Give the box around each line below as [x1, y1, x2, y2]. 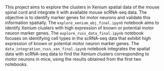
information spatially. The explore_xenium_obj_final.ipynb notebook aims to [5, 20, 159, 25]
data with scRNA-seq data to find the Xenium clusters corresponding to [5, 51, 149, 57]
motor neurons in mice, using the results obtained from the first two [5, 56, 141, 62]
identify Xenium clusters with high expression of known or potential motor [5, 25, 154, 31]
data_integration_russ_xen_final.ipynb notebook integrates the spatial [5, 46, 150, 51]
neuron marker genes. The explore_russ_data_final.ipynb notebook [5, 30, 144, 36]
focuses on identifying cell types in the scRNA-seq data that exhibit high [5, 35, 151, 41]
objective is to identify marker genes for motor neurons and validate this [5, 15, 151, 20]
